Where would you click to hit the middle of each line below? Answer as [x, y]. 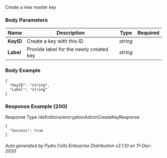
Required [148, 33]
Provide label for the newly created [67, 49]
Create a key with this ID [55, 41]
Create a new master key [31, 7]
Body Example [23, 71]
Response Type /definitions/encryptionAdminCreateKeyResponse [72, 117]
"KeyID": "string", [30, 85]
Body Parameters [27, 20]
